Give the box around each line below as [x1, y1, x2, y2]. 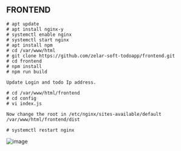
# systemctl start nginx [6, 36, 69, 43]
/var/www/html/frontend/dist [6, 116, 80, 122]
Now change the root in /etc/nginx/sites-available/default [6, 111, 162, 117]
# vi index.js [6, 100, 43, 107]
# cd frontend [6, 58, 43, 64]
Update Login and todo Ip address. [6, 79, 97, 86]
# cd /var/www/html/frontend [6, 90, 80, 96]
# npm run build [6, 69, 47, 75]
